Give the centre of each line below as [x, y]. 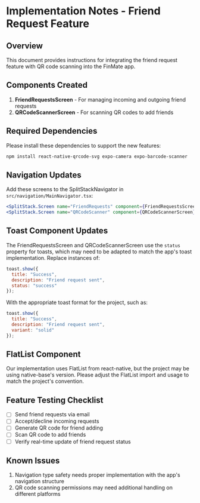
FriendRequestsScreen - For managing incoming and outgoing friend [100, 99]
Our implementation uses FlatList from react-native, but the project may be [98, 369]
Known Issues [33, 460]
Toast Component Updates [57, 231]
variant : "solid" [33, 330]
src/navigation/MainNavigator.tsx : [50, 196]
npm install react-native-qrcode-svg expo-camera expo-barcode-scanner [97, 157]
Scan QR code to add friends [50, 435]
